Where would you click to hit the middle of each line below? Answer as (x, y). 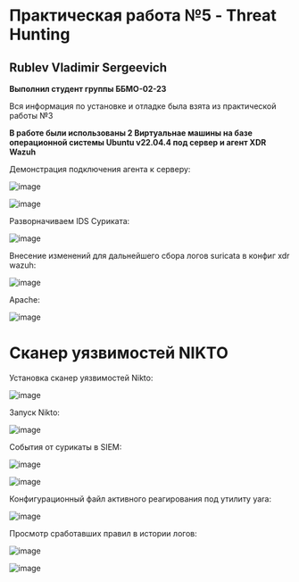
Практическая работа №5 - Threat (143, 16)
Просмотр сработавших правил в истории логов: (104, 533)
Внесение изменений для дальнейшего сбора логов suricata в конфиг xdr (149, 256)
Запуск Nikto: (35, 412)
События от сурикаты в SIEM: (66, 446)
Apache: (25, 299)
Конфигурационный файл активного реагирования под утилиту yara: (141, 499)
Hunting (40, 34)
